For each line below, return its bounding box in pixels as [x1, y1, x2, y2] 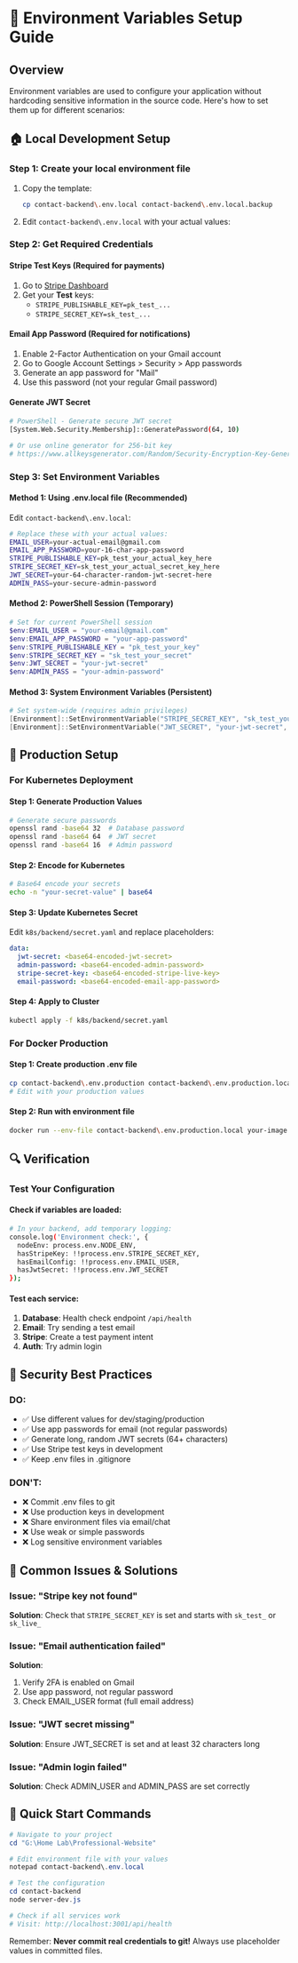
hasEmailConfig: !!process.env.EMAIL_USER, [17, 1257, 180, 1266]
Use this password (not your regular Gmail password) [21, 377, 218, 387]
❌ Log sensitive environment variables [21, 1536, 162, 1547]
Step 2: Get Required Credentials [9, 238, 153, 251]
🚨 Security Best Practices [9, 1367, 153, 1382]
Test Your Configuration [9, 1182, 115, 1194]
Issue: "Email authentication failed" [9, 1640, 167, 1652]
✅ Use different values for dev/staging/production [21, 1414, 206, 1424]
